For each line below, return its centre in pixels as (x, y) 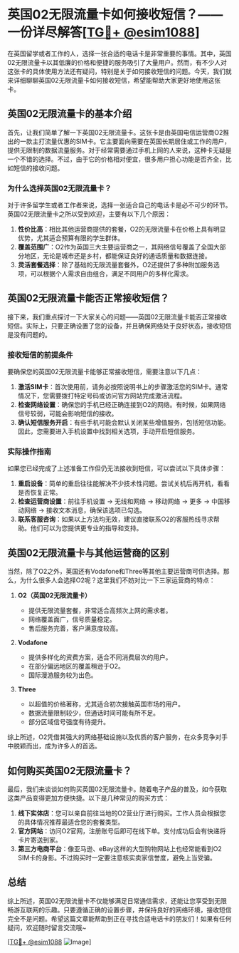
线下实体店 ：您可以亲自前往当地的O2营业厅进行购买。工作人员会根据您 (122, 813)
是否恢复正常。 (39, 493)
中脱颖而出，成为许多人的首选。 (54, 746)
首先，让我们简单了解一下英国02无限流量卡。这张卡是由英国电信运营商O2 (115, 132)
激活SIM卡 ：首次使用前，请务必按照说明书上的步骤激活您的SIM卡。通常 (123, 387)
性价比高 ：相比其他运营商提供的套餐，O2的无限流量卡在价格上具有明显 (122, 230)
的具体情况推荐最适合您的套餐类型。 (71, 822)
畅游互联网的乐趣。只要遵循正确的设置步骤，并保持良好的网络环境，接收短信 (119, 910)
